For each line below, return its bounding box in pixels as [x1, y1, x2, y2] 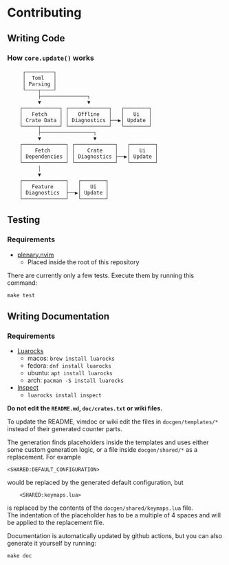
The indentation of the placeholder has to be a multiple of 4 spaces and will [7, 511, 221, 519]
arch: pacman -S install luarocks [27, 376, 124, 384]
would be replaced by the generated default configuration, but [7, 478, 184, 487]
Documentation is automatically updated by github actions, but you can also [7, 532, 222, 540]
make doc [7, 553, 32, 559]
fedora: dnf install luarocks [27, 361, 111, 370]
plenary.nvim [17, 250, 54, 259]
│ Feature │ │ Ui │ [19, 183, 109, 190]
